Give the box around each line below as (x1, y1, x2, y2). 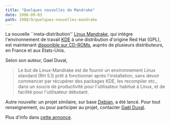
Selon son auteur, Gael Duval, (5, 57, 68, 64)
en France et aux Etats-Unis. (5, 47, 66, 54)
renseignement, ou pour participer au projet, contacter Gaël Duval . (5, 105, 146, 111)
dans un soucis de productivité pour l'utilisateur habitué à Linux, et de (17, 84, 165, 90)
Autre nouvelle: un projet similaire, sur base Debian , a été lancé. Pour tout (5, 99, 160, 105)
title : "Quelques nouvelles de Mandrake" (5, 7, 95, 13)
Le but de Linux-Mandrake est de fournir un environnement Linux (17, 67, 156, 73)
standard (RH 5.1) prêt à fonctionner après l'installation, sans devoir (17, 73, 160, 79)
